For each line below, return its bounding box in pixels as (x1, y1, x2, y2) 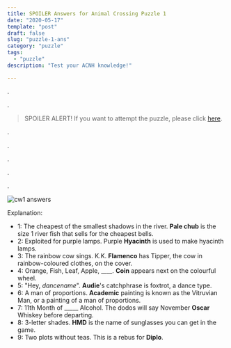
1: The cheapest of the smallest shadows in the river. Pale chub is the (17, 222, 216, 230)
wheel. (17, 274, 37, 282)
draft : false (7, 29, 45, 37)
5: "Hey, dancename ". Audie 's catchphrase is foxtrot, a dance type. (17, 281, 212, 290)
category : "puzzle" (7, 42, 64, 49)
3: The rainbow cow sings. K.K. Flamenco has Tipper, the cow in (17, 251, 203, 260)
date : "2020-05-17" (7, 17, 64, 24)
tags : (7, 49, 23, 56)
